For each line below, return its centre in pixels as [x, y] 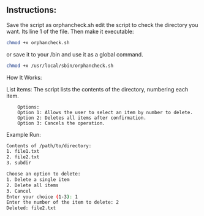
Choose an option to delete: [43, 174]
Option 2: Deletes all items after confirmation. [82, 118]
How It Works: [24, 77]
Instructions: [32, 10]
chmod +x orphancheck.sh [38, 42]
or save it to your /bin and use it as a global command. [75, 54]
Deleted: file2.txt [31, 208]
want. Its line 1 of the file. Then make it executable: [70, 31]
